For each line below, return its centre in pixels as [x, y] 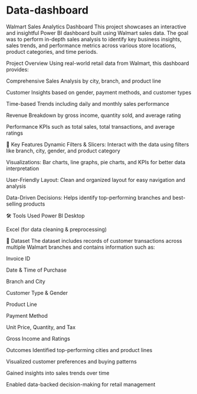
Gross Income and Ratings [38, 338]
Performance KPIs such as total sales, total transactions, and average [91, 126]
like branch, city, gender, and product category [63, 151]
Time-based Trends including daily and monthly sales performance [88, 103]
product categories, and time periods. [52, 51]
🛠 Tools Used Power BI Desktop [45, 216]
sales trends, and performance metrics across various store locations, [91, 45]
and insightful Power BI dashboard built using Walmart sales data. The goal [97, 32]
